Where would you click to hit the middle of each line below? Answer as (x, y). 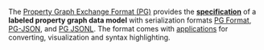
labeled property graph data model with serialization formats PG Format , (130, 20)
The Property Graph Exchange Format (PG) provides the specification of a (132, 12)
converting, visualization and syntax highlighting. (89, 37)
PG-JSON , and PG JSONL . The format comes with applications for (118, 29)
